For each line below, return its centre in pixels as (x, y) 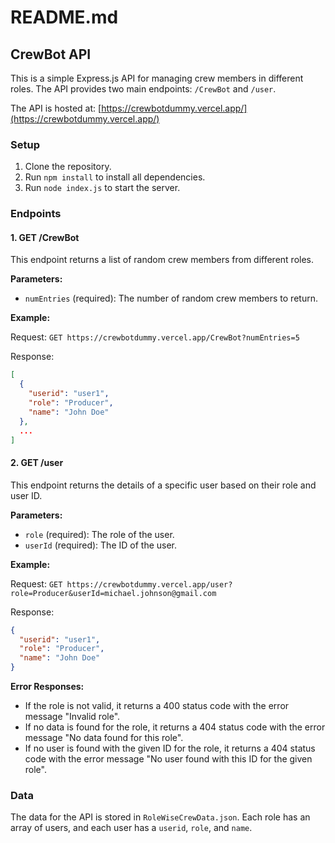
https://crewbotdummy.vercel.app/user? (149, 584)
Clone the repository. (68, 167)
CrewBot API (51, 54)
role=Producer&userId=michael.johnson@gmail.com (113, 593)
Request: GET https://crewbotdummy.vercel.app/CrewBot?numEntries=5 (155, 337)
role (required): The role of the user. (99, 534)
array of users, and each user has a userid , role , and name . (131, 828)
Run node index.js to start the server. (102, 188)
